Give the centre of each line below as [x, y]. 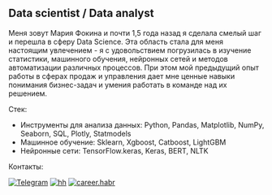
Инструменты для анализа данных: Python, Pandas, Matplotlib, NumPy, [142, 124]
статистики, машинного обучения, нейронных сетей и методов [119, 58]
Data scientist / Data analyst [81, 13]
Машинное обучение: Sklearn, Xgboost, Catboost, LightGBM [123, 142]
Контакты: [26, 167]
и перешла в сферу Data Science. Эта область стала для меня [116, 41]
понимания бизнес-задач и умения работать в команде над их [118, 84]
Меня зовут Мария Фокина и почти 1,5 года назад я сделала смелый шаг [135, 32]
